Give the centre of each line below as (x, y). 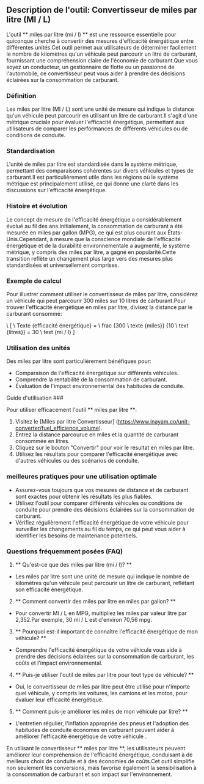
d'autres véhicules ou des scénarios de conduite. (77, 461)
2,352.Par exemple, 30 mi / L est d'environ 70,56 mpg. (84, 619)
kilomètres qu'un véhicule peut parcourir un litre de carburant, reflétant (104, 583)
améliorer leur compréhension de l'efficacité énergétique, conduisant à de (100, 755)
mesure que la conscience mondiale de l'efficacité (118, 239)
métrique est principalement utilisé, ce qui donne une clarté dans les (93, 184)
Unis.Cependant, (27, 239)
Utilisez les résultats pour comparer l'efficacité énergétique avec (97, 454)
